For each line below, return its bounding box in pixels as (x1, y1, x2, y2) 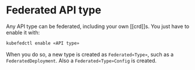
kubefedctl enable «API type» (6, 40, 80, 46)
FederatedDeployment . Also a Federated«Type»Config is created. (6, 57, 156, 64)
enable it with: (6, 29, 40, 36)
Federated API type (6, 3, 102, 17)
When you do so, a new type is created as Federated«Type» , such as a (6, 51, 174, 58)
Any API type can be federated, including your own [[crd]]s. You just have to (6, 23, 190, 30)
